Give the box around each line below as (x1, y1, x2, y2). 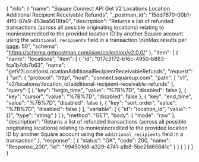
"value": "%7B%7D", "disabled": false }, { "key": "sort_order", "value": (6, 99, 177, 106)
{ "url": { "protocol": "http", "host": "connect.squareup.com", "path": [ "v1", (6, 74, 189, 81)
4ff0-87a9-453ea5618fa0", (6, 18, 72, 24)
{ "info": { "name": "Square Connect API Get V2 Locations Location (6, 5, 170, 12)
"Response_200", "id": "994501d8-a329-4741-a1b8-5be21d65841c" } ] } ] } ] (6, 143, 194, 150)
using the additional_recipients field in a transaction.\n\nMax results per (6, 37, 187, 43)
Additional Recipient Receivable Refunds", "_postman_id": (6, 11, 147, 18)
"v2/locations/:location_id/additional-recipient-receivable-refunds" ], (6, 80, 175, 88)
